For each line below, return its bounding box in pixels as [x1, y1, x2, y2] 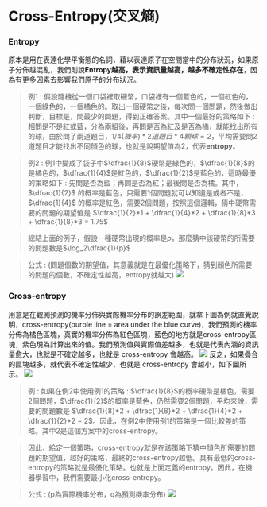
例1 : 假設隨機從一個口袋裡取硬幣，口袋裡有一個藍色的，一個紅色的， [27, 92, 253, 102]
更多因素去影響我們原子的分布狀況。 [21, 75, 141, 84]
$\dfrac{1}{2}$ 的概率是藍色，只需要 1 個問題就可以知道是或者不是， [27, 188, 248, 198]
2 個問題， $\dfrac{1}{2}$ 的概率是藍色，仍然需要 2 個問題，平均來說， [27, 396, 252, 405]
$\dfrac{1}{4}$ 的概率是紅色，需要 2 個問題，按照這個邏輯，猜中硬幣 [27, 198, 250, 207]
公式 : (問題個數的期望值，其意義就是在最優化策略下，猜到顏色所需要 [27, 260, 253, 270]
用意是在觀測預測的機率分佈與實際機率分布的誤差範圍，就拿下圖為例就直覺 [8, 309, 252, 319]
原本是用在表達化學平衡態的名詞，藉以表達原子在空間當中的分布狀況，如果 [8, 55, 252, 64]
